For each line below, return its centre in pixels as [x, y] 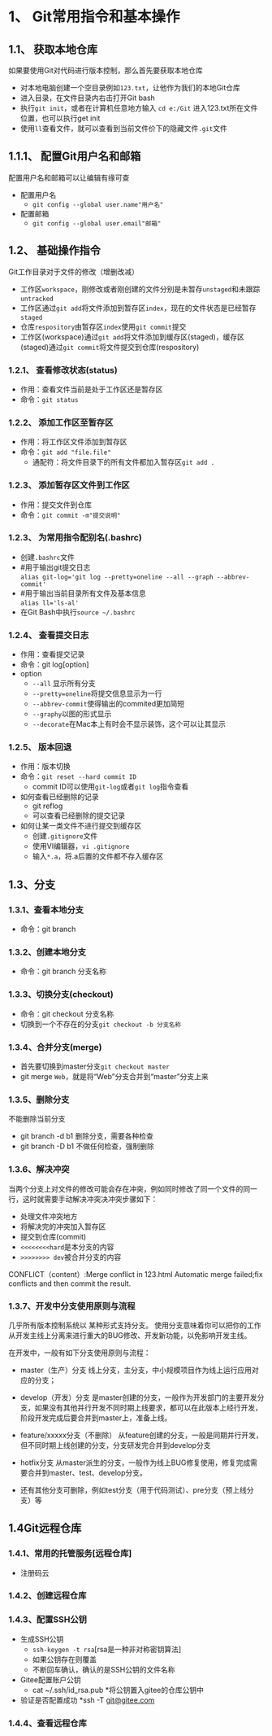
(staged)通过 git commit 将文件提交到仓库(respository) [110, 347]
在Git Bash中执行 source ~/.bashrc [78, 612]
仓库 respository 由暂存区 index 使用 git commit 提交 [103, 326]
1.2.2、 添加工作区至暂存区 [61, 422]
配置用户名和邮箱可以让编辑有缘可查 [69, 177]
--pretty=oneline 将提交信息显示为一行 [97, 693]
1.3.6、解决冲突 [39, 1170]
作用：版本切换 [45, 767]
